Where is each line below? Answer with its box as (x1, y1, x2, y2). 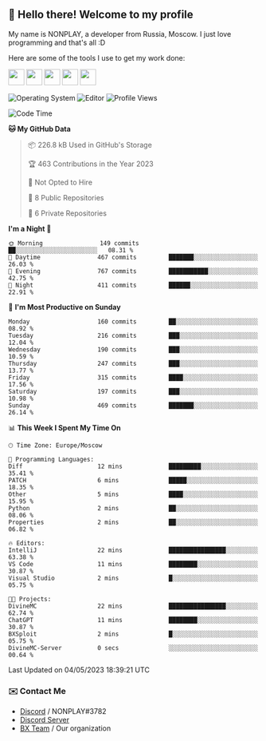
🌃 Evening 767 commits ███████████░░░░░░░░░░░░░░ (8, 267, 259, 275)
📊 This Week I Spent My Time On (8, 422, 121, 432)
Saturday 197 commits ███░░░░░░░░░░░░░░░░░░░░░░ (8, 387, 259, 395)
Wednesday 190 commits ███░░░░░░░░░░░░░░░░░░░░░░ (8, 345, 259, 354)
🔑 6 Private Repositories (27, 208, 108, 218)
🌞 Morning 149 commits (8, 239, 139, 248)
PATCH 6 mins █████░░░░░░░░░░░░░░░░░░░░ (8, 476, 259, 484)
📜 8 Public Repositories (27, 192, 104, 202)
